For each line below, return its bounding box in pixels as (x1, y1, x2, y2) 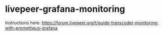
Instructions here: (5, 20, 41, 26)
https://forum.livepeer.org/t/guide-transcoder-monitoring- (41, 20, 159, 26)
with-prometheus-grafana (5, 25, 58, 31)
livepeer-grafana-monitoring (5, 3, 125, 15)
